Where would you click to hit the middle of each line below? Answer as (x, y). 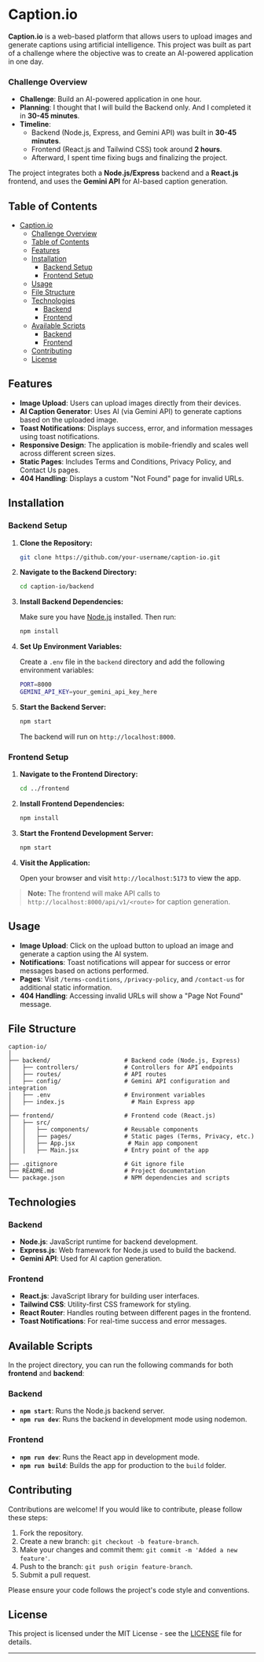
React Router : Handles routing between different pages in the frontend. (135, 1313)
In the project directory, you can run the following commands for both (121, 1365)
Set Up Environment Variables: (71, 647)
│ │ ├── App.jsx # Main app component (103, 1144)
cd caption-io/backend (57, 587)
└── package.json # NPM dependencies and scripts (119, 1178)
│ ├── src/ (29, 1123)
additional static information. (66, 987)
